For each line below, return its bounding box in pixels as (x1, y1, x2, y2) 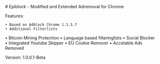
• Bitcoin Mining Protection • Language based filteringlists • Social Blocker (5, 35, 155, 40)
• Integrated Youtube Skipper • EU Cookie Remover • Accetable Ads (5, 40, 142, 46)
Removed (5, 45, 24, 51)
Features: (5, 13, 24, 19)
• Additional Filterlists (5, 26, 57, 31)
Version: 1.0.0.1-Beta (5, 54, 46, 60)
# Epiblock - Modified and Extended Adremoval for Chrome (5, 4, 124, 9)
